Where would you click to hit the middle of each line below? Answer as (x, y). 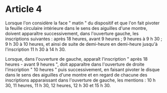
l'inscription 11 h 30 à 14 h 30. (35, 49)
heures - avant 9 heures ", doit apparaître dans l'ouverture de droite (75, 64)
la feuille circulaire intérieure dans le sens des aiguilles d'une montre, (76, 28)
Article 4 (24, 9)
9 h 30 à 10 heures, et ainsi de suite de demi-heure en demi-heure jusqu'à (81, 44)
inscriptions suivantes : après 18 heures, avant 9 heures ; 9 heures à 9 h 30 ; (84, 39)
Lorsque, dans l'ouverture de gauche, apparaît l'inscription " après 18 (76, 59)
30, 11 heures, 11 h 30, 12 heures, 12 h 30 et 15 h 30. (58, 85)
